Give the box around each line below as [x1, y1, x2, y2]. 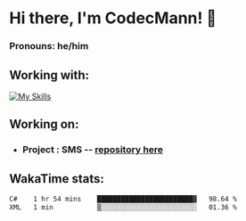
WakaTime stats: [9, 171, 105, 186]
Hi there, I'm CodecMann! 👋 [9, 8, 217, 29]
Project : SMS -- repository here [21, 143, 163, 156]
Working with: [9, 67, 90, 83]
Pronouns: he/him [9, 40, 89, 53]
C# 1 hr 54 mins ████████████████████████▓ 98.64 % [9, 195, 238, 204]
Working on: [9, 117, 79, 132]
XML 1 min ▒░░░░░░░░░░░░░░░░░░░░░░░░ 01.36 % [9, 202, 238, 212]
